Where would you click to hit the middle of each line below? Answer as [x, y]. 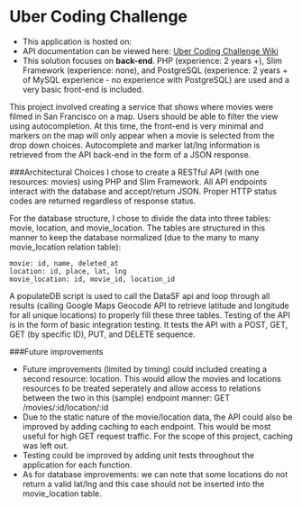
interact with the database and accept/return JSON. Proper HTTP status [143, 191]
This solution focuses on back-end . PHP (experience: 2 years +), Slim [152, 60]
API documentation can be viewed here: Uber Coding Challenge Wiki [150, 50]
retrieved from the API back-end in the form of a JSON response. [130, 154]
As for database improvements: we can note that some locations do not [155, 474]
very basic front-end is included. [83, 89]
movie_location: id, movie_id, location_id [92, 279]
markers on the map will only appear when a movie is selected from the [142, 135]
